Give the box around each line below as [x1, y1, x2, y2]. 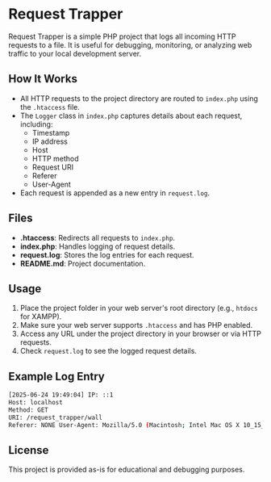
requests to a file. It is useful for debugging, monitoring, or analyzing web [8, 40, 252, 49]
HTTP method [31, 153, 79, 163]
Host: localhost [8, 399, 63, 407]
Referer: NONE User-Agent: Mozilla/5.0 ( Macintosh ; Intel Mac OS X [8, 421, 240, 429]
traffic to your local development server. [8, 48, 142, 58]
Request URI [31, 162, 74, 172]
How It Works [8, 72, 78, 86]
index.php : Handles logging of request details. [19, 241, 176, 251]
